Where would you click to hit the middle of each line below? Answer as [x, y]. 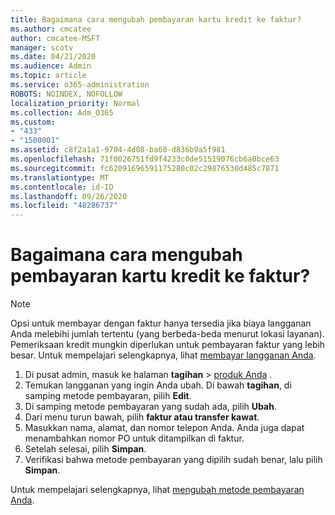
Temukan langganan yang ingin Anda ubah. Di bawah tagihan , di [158, 385]
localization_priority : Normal [75, 103]
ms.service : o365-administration [80, 85]
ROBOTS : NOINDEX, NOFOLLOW [66, 94]
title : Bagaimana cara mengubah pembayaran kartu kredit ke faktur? [156, 19]
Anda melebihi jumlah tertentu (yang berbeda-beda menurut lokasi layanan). [167, 334]
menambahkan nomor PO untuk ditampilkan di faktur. [134, 438]
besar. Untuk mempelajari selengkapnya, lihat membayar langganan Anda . [163, 355]
